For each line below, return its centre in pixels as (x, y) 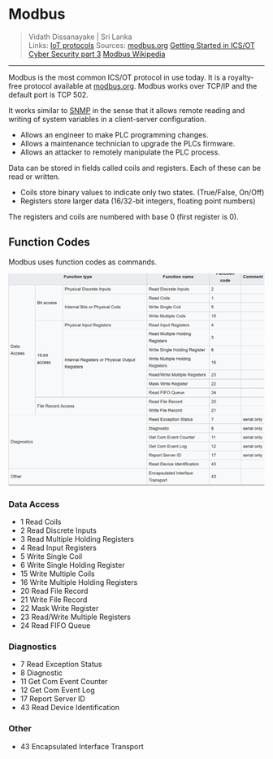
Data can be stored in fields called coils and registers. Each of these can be (135, 168)
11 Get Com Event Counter (64, 682)
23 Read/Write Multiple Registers (76, 617)
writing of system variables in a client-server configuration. (108, 119)
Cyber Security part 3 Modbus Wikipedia (97, 54)
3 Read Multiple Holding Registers (77, 539)
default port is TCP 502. (49, 94)
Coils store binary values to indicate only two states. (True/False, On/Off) (142, 192)
